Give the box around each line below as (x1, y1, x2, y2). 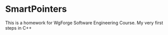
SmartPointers (5, 3, 67, 15)
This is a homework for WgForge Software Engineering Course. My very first (5, 20, 163, 26)
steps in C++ (5, 25, 32, 31)
